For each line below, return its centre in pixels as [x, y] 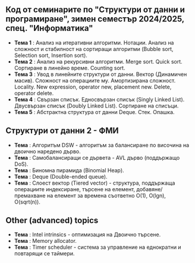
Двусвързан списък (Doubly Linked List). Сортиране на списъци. [96, 106]
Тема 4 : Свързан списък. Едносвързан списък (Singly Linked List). [99, 99]
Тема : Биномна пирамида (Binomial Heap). [69, 170]
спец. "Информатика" [49, 28]
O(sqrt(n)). [27, 202]
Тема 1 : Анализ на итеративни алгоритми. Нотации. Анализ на [94, 42]
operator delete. [34, 93]
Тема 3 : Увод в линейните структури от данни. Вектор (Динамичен [100, 74]
